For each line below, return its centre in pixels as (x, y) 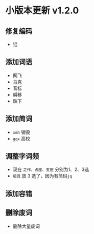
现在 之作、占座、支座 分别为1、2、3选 (51, 169)
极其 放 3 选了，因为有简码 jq (42, 176)
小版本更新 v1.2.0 (42, 11)
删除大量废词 (26, 226)
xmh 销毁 (21, 132)
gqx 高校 (21, 139)
